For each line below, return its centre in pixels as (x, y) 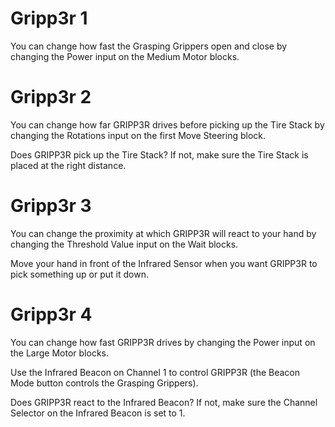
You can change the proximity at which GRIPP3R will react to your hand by (163, 233)
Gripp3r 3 (51, 206)
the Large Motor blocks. (60, 353)
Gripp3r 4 (51, 314)
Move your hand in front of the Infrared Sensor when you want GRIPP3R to (164, 263)
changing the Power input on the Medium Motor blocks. (125, 56)
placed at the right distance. (68, 165)
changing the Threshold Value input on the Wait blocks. (124, 244)
